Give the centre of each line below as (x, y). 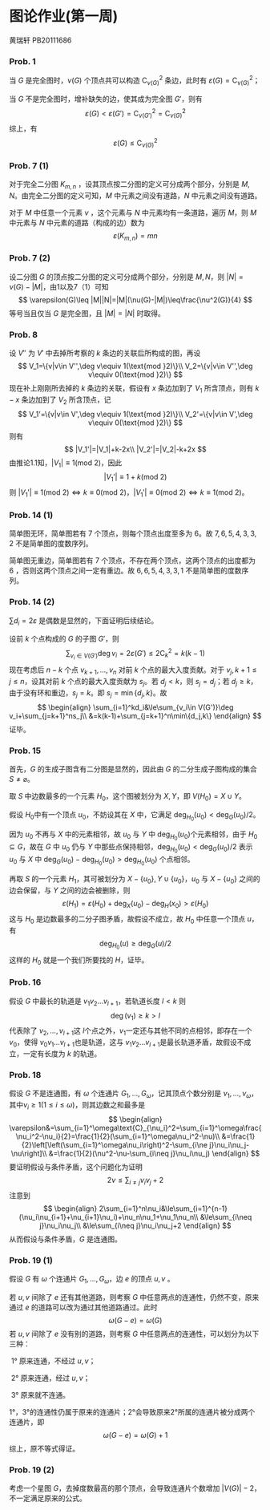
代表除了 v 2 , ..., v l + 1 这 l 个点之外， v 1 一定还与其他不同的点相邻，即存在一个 (131, 1032)
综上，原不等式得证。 (44, 1448)
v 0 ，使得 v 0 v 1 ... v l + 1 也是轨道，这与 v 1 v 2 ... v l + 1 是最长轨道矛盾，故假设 (123, 1043)
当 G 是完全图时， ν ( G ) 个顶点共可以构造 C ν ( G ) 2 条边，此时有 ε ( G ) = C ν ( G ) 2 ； (135, 80)
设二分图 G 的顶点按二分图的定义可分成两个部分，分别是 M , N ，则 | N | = (126, 277)
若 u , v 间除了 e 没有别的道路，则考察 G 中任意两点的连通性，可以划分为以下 (134, 1334)
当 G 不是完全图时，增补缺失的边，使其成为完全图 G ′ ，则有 (106, 99)
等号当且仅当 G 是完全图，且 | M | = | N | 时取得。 (87, 313)
